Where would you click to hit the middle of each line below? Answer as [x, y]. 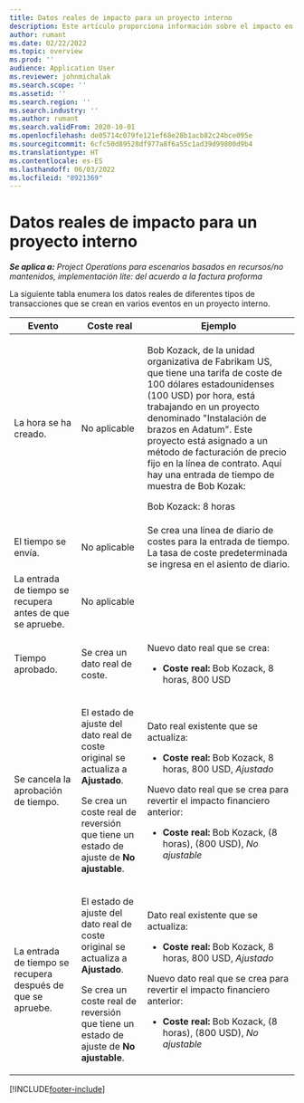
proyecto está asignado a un [208, 441]
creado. [30, 434]
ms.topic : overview [46, 52]
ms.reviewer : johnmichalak [60, 77]
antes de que [42, 613]
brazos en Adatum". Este [200, 429]
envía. [27, 553]
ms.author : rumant [44, 119]
